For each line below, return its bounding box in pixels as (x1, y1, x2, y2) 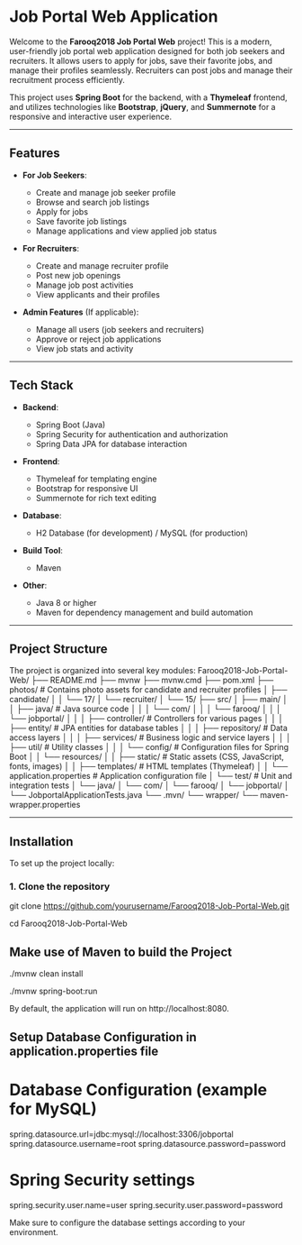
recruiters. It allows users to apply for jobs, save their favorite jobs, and (9, 55, 272, 66)
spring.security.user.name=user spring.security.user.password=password (9, 1199, 283, 1210)
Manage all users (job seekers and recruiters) (35, 324, 205, 334)
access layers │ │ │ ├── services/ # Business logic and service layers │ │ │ (9, 732, 292, 743)
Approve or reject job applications (35, 334, 162, 344)
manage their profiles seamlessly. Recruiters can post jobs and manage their (9, 65, 293, 76)
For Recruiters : (22, 243, 79, 253)
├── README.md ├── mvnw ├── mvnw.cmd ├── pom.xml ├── (31, 674, 274, 686)
